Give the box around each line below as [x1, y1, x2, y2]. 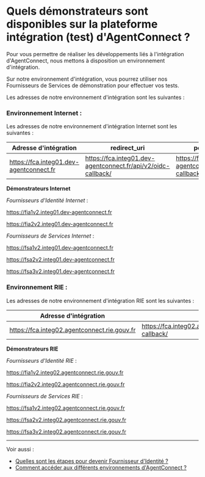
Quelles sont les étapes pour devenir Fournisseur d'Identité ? [15, 457, 169, 465]
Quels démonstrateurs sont [6, 4, 148, 18]
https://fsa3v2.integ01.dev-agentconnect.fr [6, 268, 115, 275]
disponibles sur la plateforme [6, 17, 158, 31]
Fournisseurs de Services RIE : [6, 392, 84, 399]
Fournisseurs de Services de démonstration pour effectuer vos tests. [6, 81, 180, 89]
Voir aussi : [6, 445, 35, 453]
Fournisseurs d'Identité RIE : [6, 357, 77, 364]
